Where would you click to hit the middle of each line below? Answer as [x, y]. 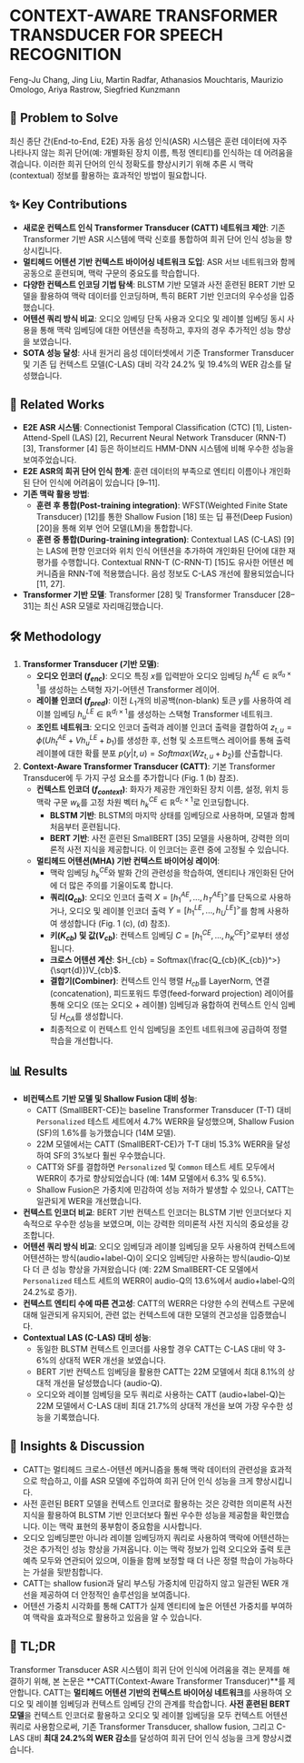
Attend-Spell [46, 438]
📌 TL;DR [33, 1647]
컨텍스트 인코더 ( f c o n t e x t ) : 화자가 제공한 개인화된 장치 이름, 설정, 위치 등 [162, 790]
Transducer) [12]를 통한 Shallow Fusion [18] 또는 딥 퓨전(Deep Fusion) [164, 517]
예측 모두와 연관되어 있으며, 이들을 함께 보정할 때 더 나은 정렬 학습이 [142, 1560]
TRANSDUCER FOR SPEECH [117, 35]
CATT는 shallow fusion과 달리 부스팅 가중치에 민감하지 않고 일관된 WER [151, 1583]
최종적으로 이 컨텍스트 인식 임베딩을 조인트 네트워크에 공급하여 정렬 [168, 1029]
